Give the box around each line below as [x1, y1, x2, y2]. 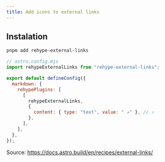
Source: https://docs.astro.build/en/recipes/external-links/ [6, 149, 153, 156]
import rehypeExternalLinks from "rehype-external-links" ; [6, 65, 160, 71]
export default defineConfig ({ [6, 76, 86, 82]
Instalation [6, 32, 48, 42]
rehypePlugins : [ [17, 86, 62, 93]
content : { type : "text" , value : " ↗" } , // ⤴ [33, 109, 155, 116]
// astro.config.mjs [6, 58, 59, 65]
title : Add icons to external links [6, 9, 100, 15]
